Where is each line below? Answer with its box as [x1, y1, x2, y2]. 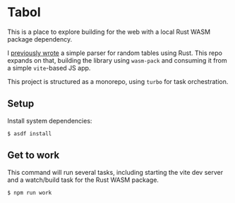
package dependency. [7, 35, 73, 43]
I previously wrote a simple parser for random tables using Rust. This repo [7, 49, 222, 57]
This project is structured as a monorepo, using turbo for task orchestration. [7, 77, 229, 85]
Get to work [7, 149, 60, 161]
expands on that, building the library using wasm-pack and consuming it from [7, 56, 227, 64]
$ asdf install [7, 130, 52, 137]
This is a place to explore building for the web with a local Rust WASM [7, 27, 210, 36]
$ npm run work [7, 189, 52, 196]
